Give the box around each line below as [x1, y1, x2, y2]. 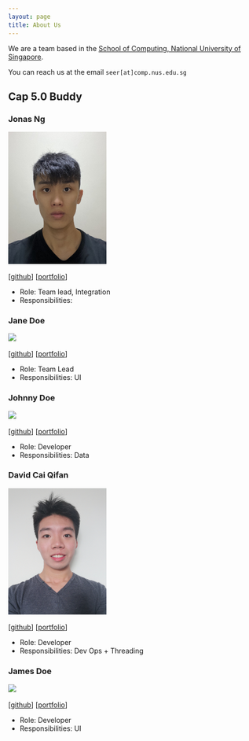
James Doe [8, 665, 53, 676]
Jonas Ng [8, 113, 46, 124]
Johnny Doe [8, 393, 56, 404]
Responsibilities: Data [19, 450, 90, 459]
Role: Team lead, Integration [19, 287, 111, 297]
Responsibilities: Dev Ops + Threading [19, 646, 144, 656]
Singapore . [8, 52, 44, 61]
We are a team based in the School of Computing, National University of [8, 43, 241, 53]
